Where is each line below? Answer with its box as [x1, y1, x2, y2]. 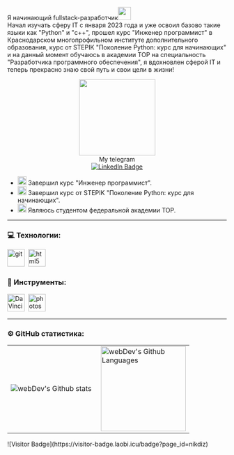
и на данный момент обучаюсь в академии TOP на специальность [7, 51, 206, 59]
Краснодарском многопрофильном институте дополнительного [7, 36, 198, 44]
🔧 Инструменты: [7, 277, 67, 287]
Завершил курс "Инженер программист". [27, 178, 152, 187]
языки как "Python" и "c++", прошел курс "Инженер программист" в [7, 29, 212, 36]
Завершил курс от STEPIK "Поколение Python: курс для [27, 189, 194, 196]
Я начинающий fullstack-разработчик [7, 14, 118, 22]
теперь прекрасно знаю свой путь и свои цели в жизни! [7, 65, 174, 73]
